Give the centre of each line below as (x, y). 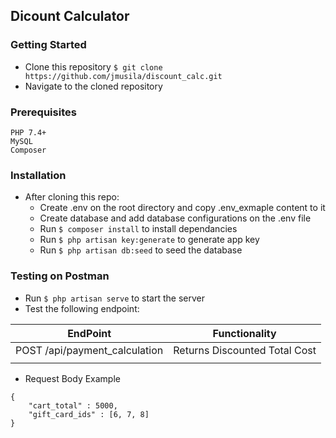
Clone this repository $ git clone (93, 66)
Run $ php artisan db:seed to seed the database (141, 250)
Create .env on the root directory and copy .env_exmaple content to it (182, 208)
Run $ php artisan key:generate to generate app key (149, 240)
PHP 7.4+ (28, 132)
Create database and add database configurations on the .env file (175, 218)
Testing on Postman (60, 276)
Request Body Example (72, 378)
